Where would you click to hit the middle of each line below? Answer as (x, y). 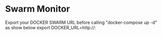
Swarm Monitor (38, 9)
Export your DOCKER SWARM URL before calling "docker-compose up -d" (81, 22)
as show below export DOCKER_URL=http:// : (51, 27)
